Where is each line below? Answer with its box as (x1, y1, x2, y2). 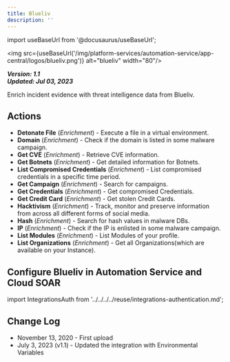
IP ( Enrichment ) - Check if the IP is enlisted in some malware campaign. (17, 224, 221, 232)
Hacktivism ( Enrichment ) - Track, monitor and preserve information (17, 202, 210, 211)
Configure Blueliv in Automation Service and (7, 266, 202, 278)
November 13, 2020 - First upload (17, 333, 114, 342)
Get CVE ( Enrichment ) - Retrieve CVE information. (17, 151, 160, 159)
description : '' (7, 17, 54, 23)
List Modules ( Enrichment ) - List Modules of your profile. (17, 231, 180, 240)
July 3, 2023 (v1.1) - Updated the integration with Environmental (17, 341, 198, 349)
